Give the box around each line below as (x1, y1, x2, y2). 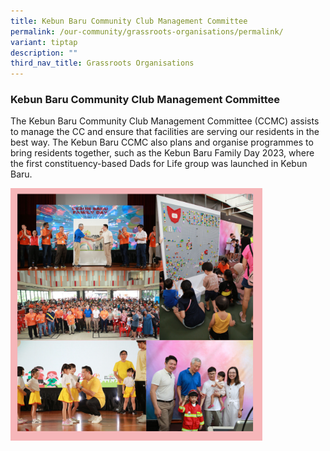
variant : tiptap (10, 37, 78, 47)
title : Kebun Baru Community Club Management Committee (10, 16, 248, 26)
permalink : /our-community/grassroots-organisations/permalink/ (10, 26, 284, 37)
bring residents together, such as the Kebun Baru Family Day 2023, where (10, 147, 315, 159)
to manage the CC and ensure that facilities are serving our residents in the (10, 126, 320, 138)
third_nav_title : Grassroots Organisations (10, 58, 195, 69)
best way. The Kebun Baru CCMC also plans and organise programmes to (10, 136, 314, 149)
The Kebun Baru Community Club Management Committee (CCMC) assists (10, 115, 320, 127)
